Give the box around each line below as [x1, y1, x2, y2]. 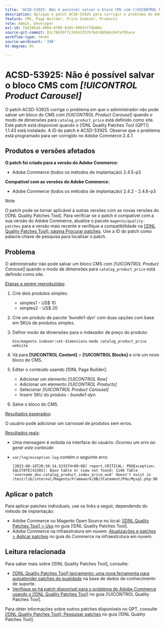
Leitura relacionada [5, 548, 66, 556]
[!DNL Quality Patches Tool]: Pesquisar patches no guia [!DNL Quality [5, 611, 146, 617]
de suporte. [12, 581, 36, 587]
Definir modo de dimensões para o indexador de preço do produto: [12, 329, 148, 335]
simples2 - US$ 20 [19, 305, 58, 311]
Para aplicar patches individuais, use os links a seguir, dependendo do [5, 503, 148, 509]
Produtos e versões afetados [5, 147, 96, 155]
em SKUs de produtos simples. [12, 320, 75, 326]
